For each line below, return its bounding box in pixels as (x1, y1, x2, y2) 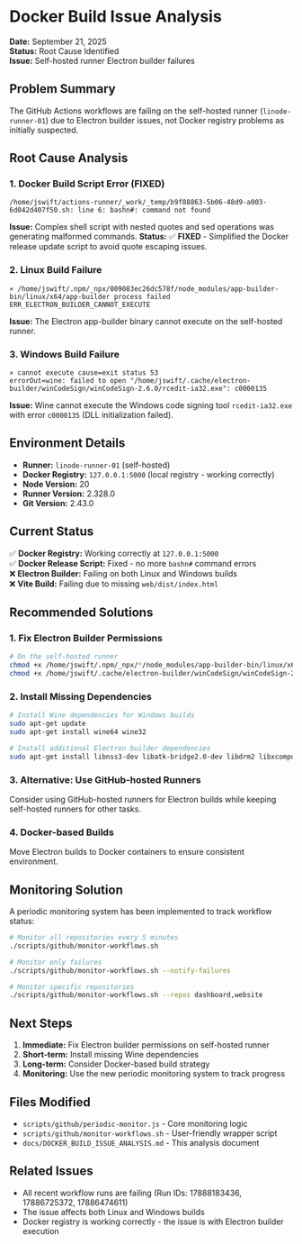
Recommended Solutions (9, 605, 154, 621)
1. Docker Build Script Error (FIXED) (9, 177, 165, 190)
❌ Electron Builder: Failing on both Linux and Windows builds (9, 568, 238, 578)
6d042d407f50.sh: (9, 205, 75, 215)
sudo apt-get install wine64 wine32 (9, 728, 147, 737)
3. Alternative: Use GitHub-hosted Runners (9, 773, 201, 785)
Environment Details (9, 435, 126, 451)
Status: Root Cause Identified (9, 45, 120, 56)
